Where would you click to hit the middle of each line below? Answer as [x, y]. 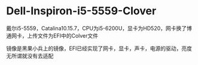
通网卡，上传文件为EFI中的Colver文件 [52, 35]
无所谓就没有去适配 [30, 55]
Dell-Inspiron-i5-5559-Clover [81, 11]
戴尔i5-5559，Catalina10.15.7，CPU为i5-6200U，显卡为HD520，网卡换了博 [99, 28]
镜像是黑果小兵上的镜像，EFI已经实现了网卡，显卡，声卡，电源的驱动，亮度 [99, 48]
